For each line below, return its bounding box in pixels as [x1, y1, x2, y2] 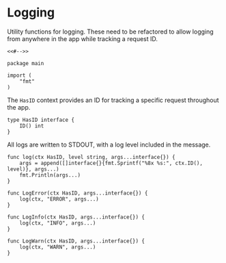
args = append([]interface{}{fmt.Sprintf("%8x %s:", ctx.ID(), [19, 160, 203, 166]
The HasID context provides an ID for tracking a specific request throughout [7, 96, 220, 104]
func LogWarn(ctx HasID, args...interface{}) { [7, 238, 145, 245]
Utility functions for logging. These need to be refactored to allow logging [7, 27, 214, 36]
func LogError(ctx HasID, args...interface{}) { [7, 190, 148, 197]
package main [7, 60, 44, 66]
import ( [7, 72, 32, 79]
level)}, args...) [7, 166, 59, 173]
